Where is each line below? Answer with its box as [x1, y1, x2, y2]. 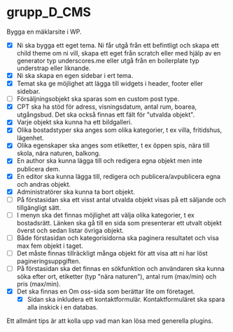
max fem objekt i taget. [16, 241, 83, 250]
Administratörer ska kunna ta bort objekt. [16, 187, 136, 196]
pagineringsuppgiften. [16, 257, 81, 265]
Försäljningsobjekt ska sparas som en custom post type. [16, 95, 180, 103]
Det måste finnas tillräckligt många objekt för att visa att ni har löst [16, 248, 208, 257]
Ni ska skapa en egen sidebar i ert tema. [16, 72, 134, 79]
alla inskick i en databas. [27, 303, 99, 312]
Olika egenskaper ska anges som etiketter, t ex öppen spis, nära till [16, 141, 210, 150]
